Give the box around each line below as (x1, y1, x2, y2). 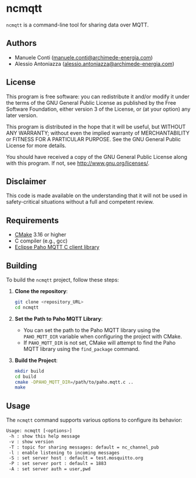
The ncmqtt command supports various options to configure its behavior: (6, 417, 182, 424)
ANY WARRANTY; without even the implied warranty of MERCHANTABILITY (6, 129, 190, 137)
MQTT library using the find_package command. (23, 345, 140, 352)
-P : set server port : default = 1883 (8, 461, 107, 467)
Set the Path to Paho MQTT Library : (14, 315, 103, 322)
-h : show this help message (8, 433, 81, 439)
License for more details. (6, 142, 67, 149)
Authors (6, 38, 37, 48)
